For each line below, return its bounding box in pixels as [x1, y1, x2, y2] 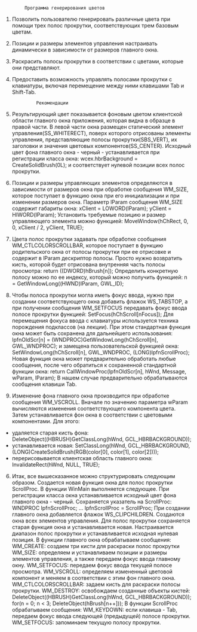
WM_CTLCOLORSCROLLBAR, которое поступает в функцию [11, 242, 164, 249]
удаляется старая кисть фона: [11, 429, 89, 436]
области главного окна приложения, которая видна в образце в [11, 117, 176, 124]
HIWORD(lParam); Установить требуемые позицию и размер [11, 211, 166, 218]
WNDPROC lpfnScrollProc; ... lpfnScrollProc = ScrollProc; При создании [11, 505, 190, 511]
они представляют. [11, 64, 61, 71]
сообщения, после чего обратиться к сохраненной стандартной [11, 361, 177, 369]
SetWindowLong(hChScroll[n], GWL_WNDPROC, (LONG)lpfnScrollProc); [11, 349, 190, 355]
